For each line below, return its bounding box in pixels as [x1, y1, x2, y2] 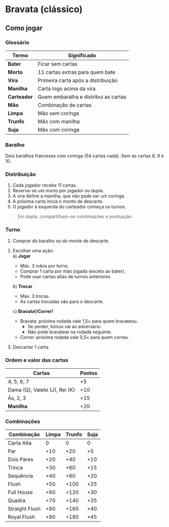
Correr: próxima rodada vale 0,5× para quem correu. [20, 334, 130, 340]
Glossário [5, 39, 29, 46]
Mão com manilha [37, 118, 80, 125]
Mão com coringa [37, 126, 80, 133]
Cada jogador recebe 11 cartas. [12, 182, 77, 188]
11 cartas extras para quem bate [37, 68, 116, 75]
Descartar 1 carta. [12, 344, 50, 350]
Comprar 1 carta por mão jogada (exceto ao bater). [20, 268, 126, 274]
